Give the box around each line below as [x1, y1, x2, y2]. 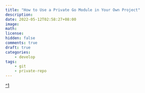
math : [5, 26, 17, 31]
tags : [5, 59, 17, 64]
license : [5, 31, 24, 36]
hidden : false [5, 36, 36, 41]
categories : [5, 50, 31, 55]
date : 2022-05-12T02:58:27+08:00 [5, 17, 77, 22]
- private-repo [14, 69, 47, 74]
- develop [14, 54, 36, 60]
